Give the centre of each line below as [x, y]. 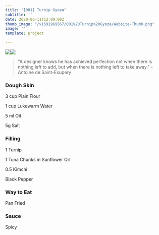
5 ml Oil [13, 116]
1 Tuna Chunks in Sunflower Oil [37, 159]
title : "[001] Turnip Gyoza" [36, 10]
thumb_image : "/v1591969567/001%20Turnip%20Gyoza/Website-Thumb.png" [80, 24]
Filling [13, 139]
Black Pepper [19, 179]
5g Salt [13, 126]
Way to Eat [19, 192]
